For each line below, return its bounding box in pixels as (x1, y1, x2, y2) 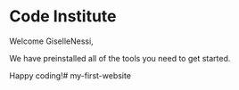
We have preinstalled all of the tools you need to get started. (9, 53, 231, 63)
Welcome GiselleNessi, (9, 36, 94, 46)
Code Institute (9, 6, 118, 27)
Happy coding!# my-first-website (9, 70, 132, 81)
